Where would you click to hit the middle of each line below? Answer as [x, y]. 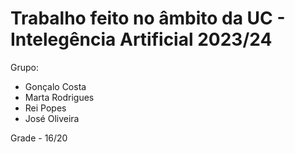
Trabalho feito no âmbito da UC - [148, 18]
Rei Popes [45, 108]
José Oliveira [52, 118]
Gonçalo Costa [55, 86]
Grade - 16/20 [39, 138]
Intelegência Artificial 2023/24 [141, 39]
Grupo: [24, 67]
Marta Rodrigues [59, 97]
